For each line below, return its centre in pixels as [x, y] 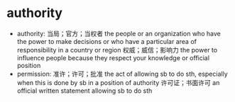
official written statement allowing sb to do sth [84, 91]
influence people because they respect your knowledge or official [113, 57]
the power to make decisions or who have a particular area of [106, 41]
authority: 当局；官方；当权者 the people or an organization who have [119, 33]
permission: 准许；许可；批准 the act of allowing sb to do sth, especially [122, 74]
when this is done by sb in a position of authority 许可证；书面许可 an [118, 82]
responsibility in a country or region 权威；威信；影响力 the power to [117, 50]
